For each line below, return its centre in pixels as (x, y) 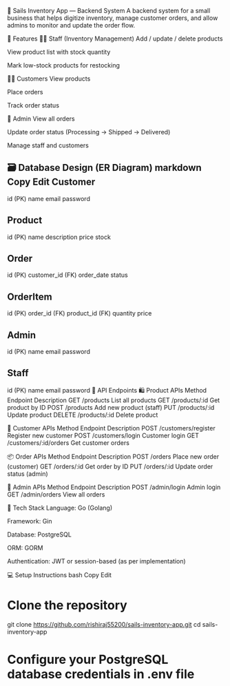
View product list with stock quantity (59, 52)
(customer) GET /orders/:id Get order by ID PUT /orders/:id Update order (110, 466)
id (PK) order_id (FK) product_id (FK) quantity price (80, 313)
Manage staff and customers (48, 145)
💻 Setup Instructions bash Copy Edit (60, 574)
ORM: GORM (25, 548)
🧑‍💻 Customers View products (49, 79)
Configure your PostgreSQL (88, 659)
